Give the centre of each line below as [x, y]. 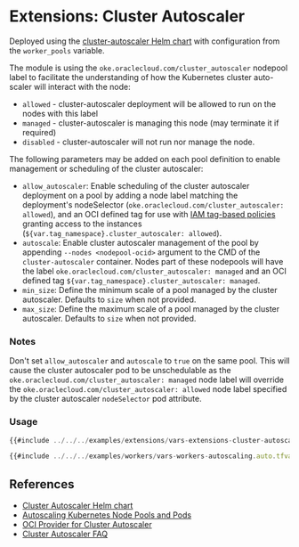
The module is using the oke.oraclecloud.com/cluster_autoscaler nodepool [149, 68]
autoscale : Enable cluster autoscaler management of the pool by [141, 242]
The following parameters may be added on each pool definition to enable [145, 159]
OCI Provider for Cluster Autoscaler [87, 525]
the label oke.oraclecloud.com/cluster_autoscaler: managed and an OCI [154, 271]
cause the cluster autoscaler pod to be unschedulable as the [120, 371]
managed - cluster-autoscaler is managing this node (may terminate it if [150, 123]
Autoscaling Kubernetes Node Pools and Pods [107, 515]
